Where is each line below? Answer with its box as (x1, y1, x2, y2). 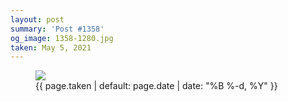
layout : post (10, 14, 65, 25)
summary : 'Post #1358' (10, 24, 105, 34)
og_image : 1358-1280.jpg (10, 33, 114, 43)
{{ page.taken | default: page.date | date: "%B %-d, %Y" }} (35, 80, 278, 92)
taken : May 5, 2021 (10, 42, 92, 53)
